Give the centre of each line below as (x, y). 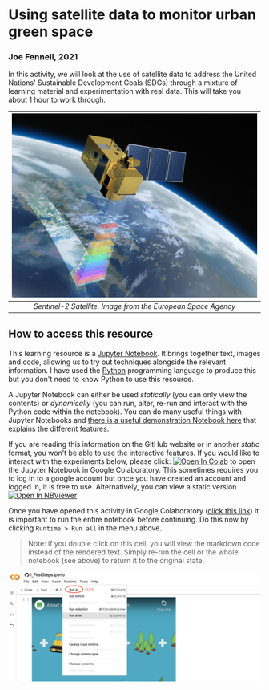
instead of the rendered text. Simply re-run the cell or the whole (133, 552)
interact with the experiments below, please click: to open (132, 461)
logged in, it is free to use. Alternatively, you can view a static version (122, 486)
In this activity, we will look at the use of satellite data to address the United (132, 75)
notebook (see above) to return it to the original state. (116, 560)
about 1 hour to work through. (57, 100)
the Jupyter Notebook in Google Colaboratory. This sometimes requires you (133, 469)
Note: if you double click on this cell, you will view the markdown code (144, 543)
